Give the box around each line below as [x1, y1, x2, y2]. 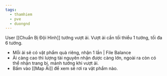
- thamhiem [10, 12, 33, 17]
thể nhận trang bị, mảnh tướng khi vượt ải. [12, 60, 99, 66]
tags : [5, 7, 17, 12]
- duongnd [10, 21, 30, 26]
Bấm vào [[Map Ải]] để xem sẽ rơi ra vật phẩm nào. [12, 66, 118, 72]
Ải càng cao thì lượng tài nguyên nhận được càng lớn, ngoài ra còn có [12, 55, 156, 61]
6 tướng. [5, 40, 23, 46]
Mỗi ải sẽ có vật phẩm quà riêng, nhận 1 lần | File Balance [12, 50, 131, 56]
